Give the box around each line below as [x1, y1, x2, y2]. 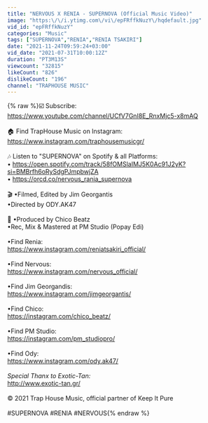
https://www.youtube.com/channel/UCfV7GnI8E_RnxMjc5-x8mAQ [7, 112, 198, 120]
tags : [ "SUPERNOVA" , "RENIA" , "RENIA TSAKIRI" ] [7, 36, 142, 43]
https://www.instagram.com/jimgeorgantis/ [7, 290, 132, 298]
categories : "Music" [7, 29, 68, 37]
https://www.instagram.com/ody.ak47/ [7, 357, 119, 365]
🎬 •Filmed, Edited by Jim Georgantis [7, 190, 113, 199]
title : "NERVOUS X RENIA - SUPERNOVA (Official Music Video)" [7, 10, 193, 18]
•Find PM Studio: [7, 327, 57, 335]
